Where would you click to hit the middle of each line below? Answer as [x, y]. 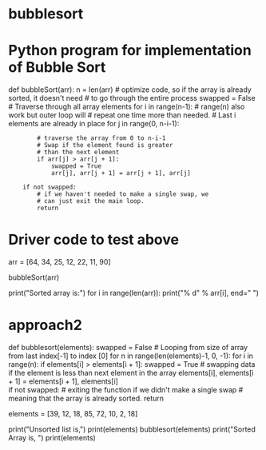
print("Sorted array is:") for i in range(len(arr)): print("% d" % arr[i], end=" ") [134, 293]
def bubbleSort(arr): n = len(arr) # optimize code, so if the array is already [130, 90]
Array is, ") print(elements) [52, 438]
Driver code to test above [94, 240]
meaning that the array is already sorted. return [86, 398]
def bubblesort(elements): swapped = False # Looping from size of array [128, 347]
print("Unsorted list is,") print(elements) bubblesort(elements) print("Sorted [132, 429]
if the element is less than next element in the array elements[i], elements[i [131, 373]
